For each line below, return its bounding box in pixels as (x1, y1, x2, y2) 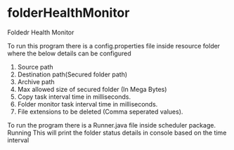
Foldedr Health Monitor (7, 28, 74, 36)
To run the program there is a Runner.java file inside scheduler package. (7, 121, 216, 129)
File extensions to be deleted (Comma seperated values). (17, 107, 183, 116)
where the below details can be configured (7, 49, 131, 57)
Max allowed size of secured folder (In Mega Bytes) (17, 85, 167, 93)
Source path (17, 62, 54, 71)
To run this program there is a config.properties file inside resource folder (7, 41, 220, 50)
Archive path (17, 77, 55, 86)
